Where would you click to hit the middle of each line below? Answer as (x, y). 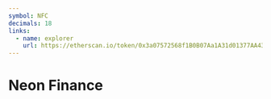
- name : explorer (45, 38)
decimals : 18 (30, 23)
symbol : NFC (28, 16)
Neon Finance (56, 86)
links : (19, 31)
